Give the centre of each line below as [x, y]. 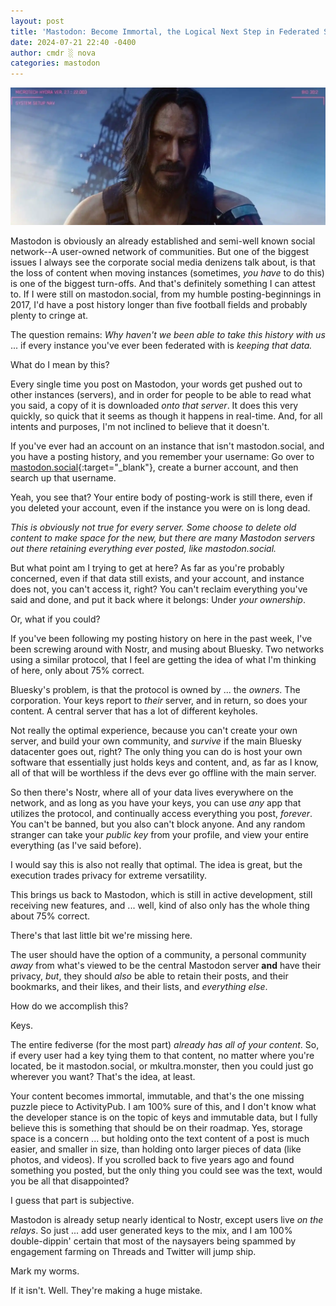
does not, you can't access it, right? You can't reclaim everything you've [159, 589]
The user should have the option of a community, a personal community [158, 955]
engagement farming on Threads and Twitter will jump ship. [133, 1252]
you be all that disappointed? [70, 1181]
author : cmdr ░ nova [53, 53]
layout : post [37, 21]
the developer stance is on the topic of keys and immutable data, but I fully [164, 1117]
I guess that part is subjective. [72, 1201]
